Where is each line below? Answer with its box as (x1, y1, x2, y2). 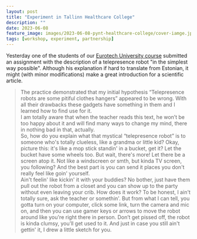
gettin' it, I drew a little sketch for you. (20, 226, 112, 233)
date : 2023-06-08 (6, 25, 49, 31)
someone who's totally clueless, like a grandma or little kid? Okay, (20, 139, 180, 145)
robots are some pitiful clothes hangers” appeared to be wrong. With (20, 95, 186, 102)
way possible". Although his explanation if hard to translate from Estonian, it (6, 65, 189, 71)
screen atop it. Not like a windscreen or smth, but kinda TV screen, (20, 157, 182, 164)
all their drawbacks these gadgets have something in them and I (20, 101, 175, 108)
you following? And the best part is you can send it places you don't (20, 164, 185, 171)
